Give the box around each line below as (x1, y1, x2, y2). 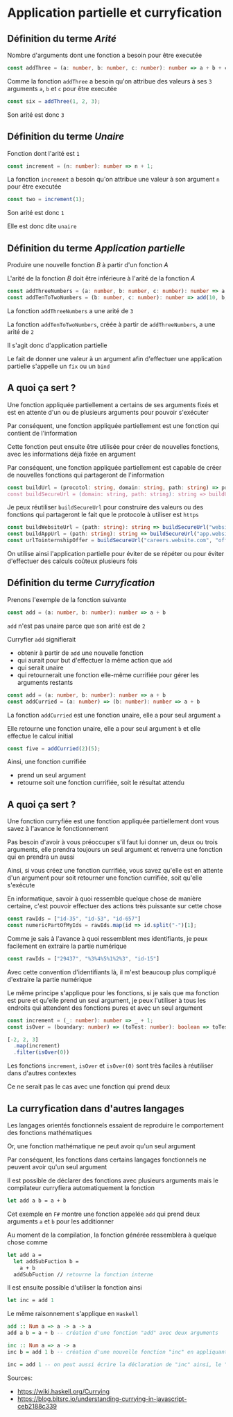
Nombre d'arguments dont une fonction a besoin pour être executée (7, 51, 202, 59)
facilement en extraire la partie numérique (7, 942, 127, 950)
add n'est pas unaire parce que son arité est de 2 (7, 622, 146, 630)
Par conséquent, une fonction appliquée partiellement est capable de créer (7, 463, 222, 471)
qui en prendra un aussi (7, 853, 75, 861)
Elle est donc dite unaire (7, 222, 77, 230)
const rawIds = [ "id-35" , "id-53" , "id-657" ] (7, 915, 141, 923)
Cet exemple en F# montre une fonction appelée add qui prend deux (7, 1210, 200, 1218)
